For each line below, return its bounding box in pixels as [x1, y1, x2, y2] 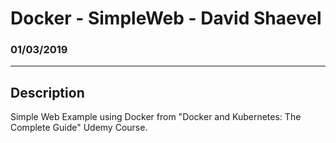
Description [10, 84, 85, 101]
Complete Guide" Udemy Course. [10, 122, 148, 134]
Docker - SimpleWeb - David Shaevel [10, 7, 322, 30]
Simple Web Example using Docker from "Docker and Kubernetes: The [10, 111, 302, 123]
